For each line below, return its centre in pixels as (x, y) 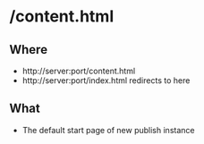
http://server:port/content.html (79, 71)
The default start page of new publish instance (108, 130)
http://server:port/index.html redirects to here (106, 80)
